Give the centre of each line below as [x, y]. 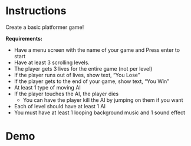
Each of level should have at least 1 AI [60, 106]
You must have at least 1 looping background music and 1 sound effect [100, 112]
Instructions [36, 11]
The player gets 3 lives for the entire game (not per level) [83, 68]
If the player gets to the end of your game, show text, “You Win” [91, 81]
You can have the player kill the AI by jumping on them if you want [103, 100]
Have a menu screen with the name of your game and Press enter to [97, 50]
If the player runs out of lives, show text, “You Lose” [77, 75]
